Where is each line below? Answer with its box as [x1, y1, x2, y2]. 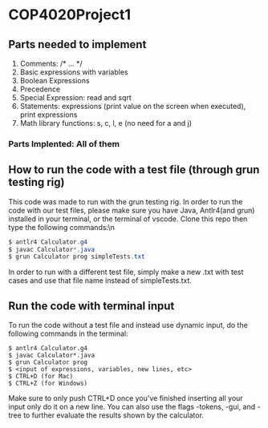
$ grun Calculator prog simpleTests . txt [8, 252, 146, 261]
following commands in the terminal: [8, 329, 128, 338]
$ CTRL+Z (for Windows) [8, 379, 88, 388]
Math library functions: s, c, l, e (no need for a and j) [19, 119, 193, 127]
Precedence [19, 84, 61, 94]
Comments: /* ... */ [19, 59, 83, 68]
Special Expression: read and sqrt [19, 93, 132, 102]
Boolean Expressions [19, 76, 90, 85]
